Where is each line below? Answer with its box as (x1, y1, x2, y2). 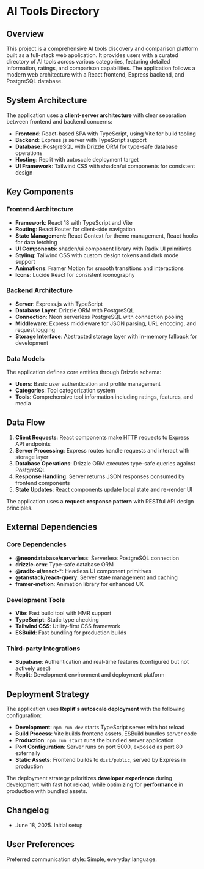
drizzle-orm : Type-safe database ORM (15, 560, 114, 568)
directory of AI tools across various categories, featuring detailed (6, 58, 170, 65)
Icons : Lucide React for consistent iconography (15, 271, 136, 278)
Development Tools (6, 595, 65, 604)
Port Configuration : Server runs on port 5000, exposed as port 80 (15, 743, 183, 750)
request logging (15, 326, 56, 333)
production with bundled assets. (6, 788, 87, 794)
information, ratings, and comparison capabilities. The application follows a (6, 64, 195, 72)
